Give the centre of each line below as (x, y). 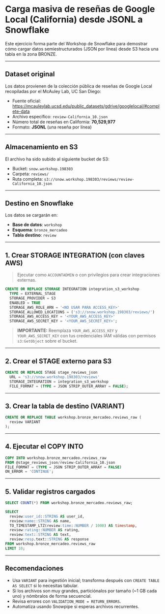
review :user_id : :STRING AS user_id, (47, 516)
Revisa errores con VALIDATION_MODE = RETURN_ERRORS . (67, 601)
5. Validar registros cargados (50, 492)
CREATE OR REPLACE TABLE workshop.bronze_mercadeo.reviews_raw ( (73, 418)
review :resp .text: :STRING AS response (49, 539)
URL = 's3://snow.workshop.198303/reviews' (55, 377)
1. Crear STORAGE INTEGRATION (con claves (75, 255)
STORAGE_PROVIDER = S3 (33, 298)
